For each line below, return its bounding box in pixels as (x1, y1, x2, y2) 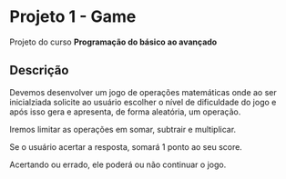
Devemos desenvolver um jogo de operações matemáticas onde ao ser (9, 86, 277, 97)
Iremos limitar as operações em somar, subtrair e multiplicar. (9, 124, 237, 134)
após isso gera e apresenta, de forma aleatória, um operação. (9, 106, 241, 117)
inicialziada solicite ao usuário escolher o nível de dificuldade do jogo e (9, 96, 277, 107)
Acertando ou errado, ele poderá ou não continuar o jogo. (9, 159, 227, 170)
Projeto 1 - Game (9, 6, 137, 27)
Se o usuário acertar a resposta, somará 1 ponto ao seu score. (9, 141, 243, 152)
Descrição (9, 63, 69, 78)
